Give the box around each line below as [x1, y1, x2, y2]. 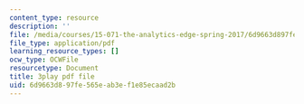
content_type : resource [9, 13, 100, 23]
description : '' [9, 22, 71, 31]
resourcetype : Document [9, 64, 100, 73]
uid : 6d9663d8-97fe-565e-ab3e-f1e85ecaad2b [9, 80, 176, 90]
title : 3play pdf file [9, 72, 95, 81]
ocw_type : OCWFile [9, 55, 79, 64]
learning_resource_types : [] [9, 47, 119, 56]
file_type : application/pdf [9, 38, 116, 48]
